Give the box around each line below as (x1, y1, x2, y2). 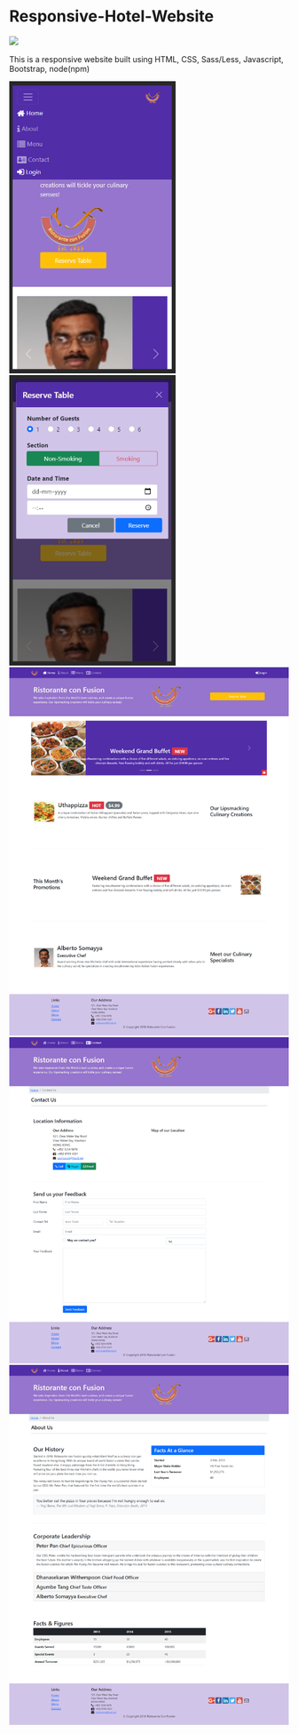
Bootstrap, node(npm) (9, 63, 90, 74)
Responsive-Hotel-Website (9, 6, 215, 27)
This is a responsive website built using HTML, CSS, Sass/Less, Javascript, (9, 53, 284, 64)
